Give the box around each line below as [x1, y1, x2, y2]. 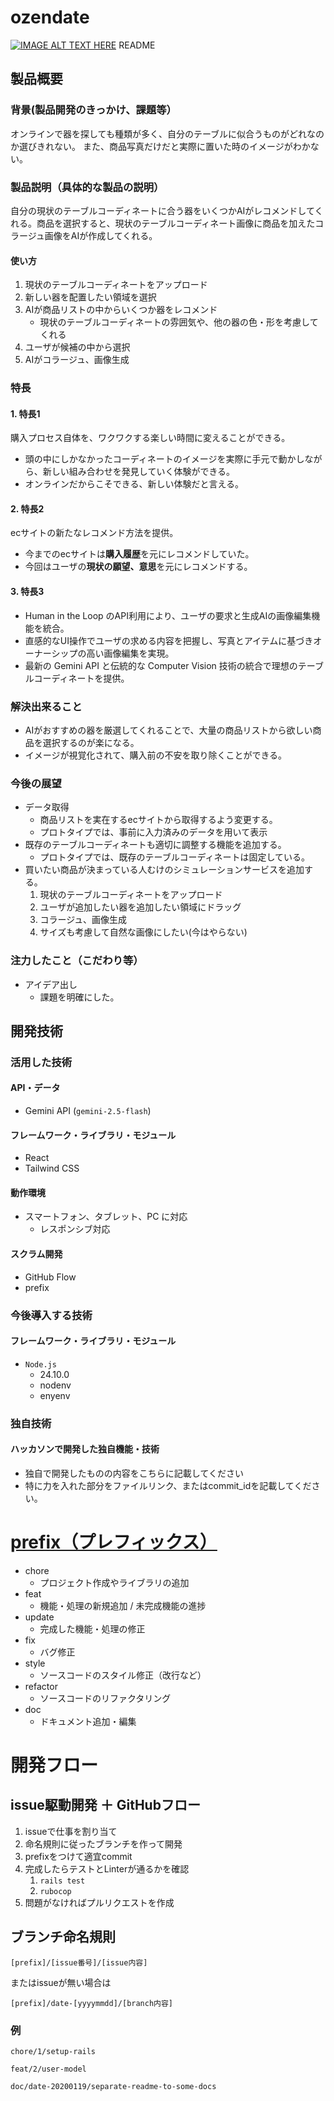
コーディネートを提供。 [33, 672, 130, 684]
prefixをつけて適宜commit [24, 1850, 133, 1862]
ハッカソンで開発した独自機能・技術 [10, 1443, 160, 1455]
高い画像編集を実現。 [86, 647, 175, 659]
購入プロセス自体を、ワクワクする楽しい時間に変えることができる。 [10, 432, 291, 444]
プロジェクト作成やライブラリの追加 [39, 1576, 190, 1588]
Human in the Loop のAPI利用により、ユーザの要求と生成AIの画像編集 [24, 609, 312, 621]
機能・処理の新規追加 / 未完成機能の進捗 [39, 1599, 207, 1611]
